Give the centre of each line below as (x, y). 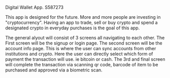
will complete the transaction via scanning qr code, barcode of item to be (82, 65)
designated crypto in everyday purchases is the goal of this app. (73, 28)
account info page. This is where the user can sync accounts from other (81, 48)
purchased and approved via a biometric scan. (54, 70)
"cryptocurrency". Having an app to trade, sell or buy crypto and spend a (82, 23)
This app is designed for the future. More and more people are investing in (83, 17)
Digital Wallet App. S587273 (35, 7)
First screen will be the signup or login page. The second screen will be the (84, 43)
